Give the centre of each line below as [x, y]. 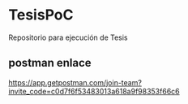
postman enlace [50, 63]
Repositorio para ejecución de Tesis [68, 37]
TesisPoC [41, 15]
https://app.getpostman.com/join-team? [75, 82]
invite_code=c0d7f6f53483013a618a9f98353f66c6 [94, 91]
